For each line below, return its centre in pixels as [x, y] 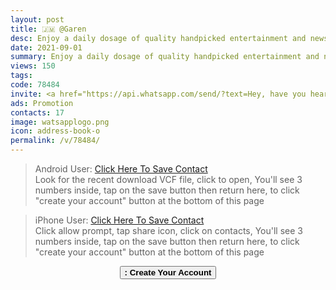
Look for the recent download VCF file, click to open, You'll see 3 [168, 179]
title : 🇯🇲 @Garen [48, 29]
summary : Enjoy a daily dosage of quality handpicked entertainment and [165, 57]
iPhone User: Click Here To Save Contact [119, 220]
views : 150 [33, 66]
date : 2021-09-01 [46, 47]
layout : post [37, 19]
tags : [21, 76]
